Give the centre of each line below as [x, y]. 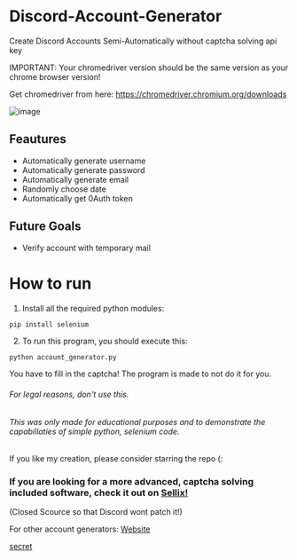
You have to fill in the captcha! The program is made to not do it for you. [141, 374]
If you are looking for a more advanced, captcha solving [132, 482]
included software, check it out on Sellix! [99, 493]
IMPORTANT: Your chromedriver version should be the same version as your [149, 67]
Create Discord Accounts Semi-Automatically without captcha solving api [143, 41]
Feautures [38, 139]
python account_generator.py [63, 358]
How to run [51, 284]
